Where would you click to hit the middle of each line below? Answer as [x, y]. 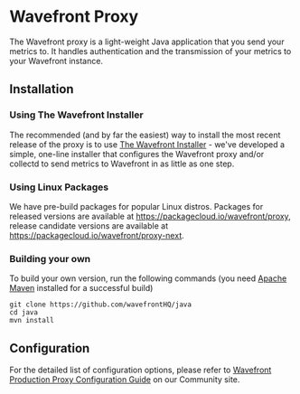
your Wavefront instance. [56, 61]
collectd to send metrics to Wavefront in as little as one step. [122, 164]
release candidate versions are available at [89, 225]
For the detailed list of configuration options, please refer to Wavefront [141, 370]
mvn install [32, 321]
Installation [42, 89]
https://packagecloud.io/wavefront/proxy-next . [97, 235]
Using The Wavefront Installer [76, 115]
